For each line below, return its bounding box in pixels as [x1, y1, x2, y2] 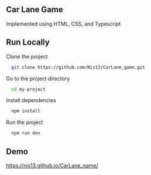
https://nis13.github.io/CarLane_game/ [6, 161, 98, 169]
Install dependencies [6, 97, 57, 104]
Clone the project [6, 53, 48, 60]
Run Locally [6, 38, 50, 48]
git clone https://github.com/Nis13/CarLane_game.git [11, 64, 145, 70]
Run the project [6, 119, 43, 126]
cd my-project [11, 86, 46, 92]
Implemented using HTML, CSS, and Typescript [6, 20, 121, 27]
